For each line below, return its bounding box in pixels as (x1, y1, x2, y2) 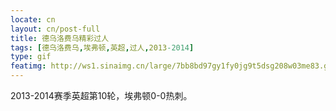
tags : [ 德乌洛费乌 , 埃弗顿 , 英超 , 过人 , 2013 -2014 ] (10, 42, 195, 53)
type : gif (10, 52, 52, 62)
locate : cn (10, 14, 56, 25)
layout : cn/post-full (10, 24, 101, 34)
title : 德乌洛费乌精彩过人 (10, 33, 110, 43)
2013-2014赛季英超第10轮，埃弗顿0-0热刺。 (10, 90, 193, 101)
